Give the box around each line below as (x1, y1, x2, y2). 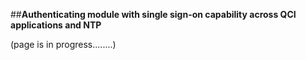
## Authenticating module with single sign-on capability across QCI (10, 9, 297, 20)
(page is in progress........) (10, 39, 117, 50)
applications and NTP (10, 19, 102, 31)
